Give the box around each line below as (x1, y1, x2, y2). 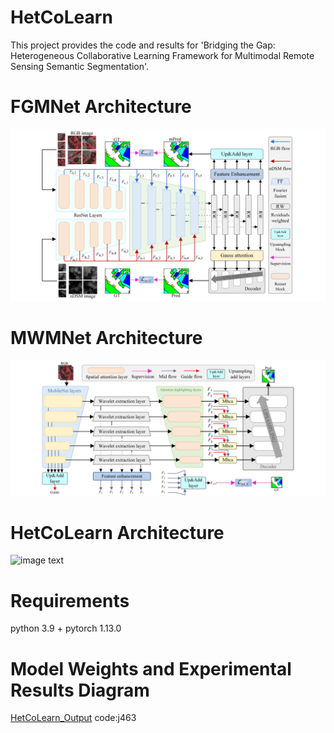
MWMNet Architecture (10, 327, 203, 350)
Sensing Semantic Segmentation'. (10, 60, 150, 72)
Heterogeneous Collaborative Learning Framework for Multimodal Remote (10, 49, 315, 61)
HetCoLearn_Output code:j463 (10, 712, 137, 724)
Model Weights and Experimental (10, 657, 292, 680)
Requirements (10, 589, 130, 612)
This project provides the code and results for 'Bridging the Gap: (10, 39, 276, 51)
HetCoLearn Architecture (10, 521, 225, 544)
